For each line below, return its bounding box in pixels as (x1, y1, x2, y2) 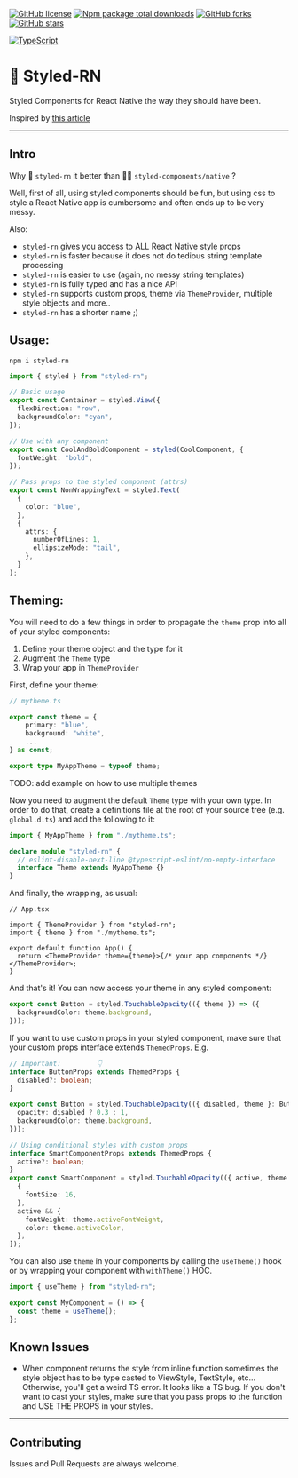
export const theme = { (9, 712, 98, 721)
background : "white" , (25, 729, 105, 738)
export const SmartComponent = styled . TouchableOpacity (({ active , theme (9, 1173, 288, 1183)
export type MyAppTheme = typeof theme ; (9, 761, 161, 770)
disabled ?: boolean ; (17, 1076, 93, 1085)
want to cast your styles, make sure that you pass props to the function (21, 1391, 283, 1403)
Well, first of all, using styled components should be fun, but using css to (9, 187, 276, 198)
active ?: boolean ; (17, 1157, 86, 1166)
